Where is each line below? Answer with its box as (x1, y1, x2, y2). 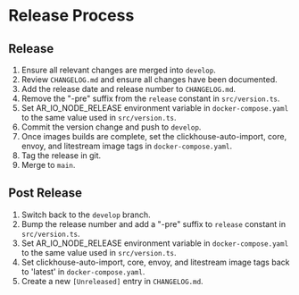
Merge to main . (21, 160, 76, 170)
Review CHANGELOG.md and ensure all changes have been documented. (21, 74, 278, 85)
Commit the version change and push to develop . (21, 122, 202, 132)
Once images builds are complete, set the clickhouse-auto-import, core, (21, 131, 287, 141)
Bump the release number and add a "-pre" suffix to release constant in (21, 218, 287, 229)
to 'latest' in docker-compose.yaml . (21, 265, 145, 277)
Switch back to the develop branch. (21, 209, 151, 220)
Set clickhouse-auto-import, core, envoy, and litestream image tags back (21, 257, 290, 267)
